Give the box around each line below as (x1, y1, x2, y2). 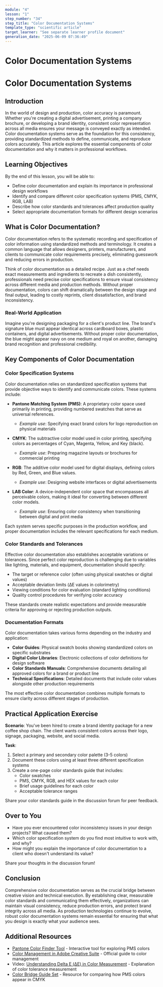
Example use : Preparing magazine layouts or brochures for (19, 450, 138, 456)
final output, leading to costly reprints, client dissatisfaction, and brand (5, 292, 147, 298)
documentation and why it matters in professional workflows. (5, 146, 127, 152)
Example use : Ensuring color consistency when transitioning (19, 508, 141, 514)
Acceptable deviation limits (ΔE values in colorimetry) (12, 582, 119, 587)
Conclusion (5, 874, 41, 883)
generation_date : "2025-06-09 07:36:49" (5, 35, 89, 40)
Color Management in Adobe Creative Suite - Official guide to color (12, 950, 147, 956)
